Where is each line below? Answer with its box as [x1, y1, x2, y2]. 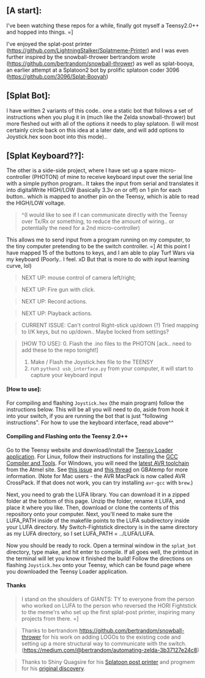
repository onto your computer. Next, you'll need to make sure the [6, 510, 173, 517]
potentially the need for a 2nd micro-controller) [21, 224, 141, 232]
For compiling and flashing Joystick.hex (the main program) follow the [6, 399, 184, 406]
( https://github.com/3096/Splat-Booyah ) [6, 72, 109, 80]
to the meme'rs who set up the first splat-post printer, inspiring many [21, 609, 195, 616]
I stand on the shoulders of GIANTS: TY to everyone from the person [21, 595, 195, 603]
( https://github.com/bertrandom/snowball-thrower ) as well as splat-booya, [6, 59, 195, 67]
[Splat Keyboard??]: [6, 151, 84, 161]
